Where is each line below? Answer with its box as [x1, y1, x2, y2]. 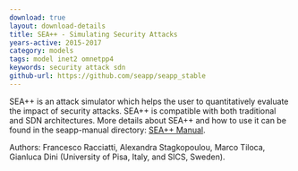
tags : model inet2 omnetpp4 [9, 55, 115, 64]
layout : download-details [9, 21, 106, 30]
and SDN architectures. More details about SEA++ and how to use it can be [9, 115, 286, 125]
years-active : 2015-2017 [9, 38, 102, 47]
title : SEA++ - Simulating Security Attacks [9, 30, 178, 38]
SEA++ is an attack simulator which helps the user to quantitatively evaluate [9, 96, 289, 107]
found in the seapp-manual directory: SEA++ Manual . [9, 124, 206, 135]
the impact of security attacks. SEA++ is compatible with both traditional [9, 105, 277, 116]
